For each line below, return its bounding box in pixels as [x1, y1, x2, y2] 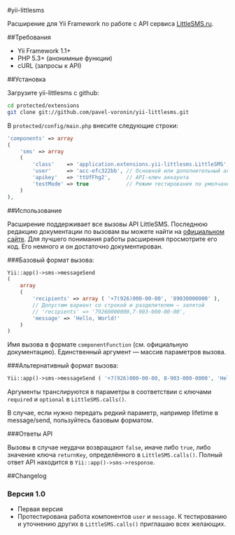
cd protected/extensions [7, 102, 80, 109]
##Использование [7, 206, 62, 214]
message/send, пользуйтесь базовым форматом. [7, 416, 154, 424]
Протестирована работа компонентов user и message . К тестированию [17, 513, 227, 521]
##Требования [7, 33, 51, 41]
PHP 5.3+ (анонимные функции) [17, 54, 113, 62]
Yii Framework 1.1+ [17, 47, 71, 55]
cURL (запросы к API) [17, 62, 82, 69]
